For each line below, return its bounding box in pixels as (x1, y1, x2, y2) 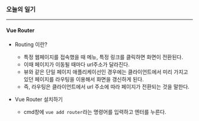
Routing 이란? (14, 40, 47, 48)
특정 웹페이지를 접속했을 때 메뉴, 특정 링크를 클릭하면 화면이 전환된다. (23, 53, 184, 60)
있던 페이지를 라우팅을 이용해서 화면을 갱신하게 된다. (23, 75, 144, 82)
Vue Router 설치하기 (14, 95, 63, 103)
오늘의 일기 (6, 5, 36, 13)
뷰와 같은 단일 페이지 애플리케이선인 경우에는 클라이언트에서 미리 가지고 (23, 68, 188, 75)
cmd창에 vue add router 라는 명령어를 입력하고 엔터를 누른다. (23, 108, 167, 115)
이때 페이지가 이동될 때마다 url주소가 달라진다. (23, 60, 130, 68)
